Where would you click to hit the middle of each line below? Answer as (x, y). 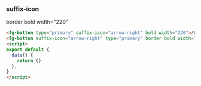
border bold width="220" (37, 22)
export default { (28, 50)
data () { (22, 55)
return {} (29, 61)
